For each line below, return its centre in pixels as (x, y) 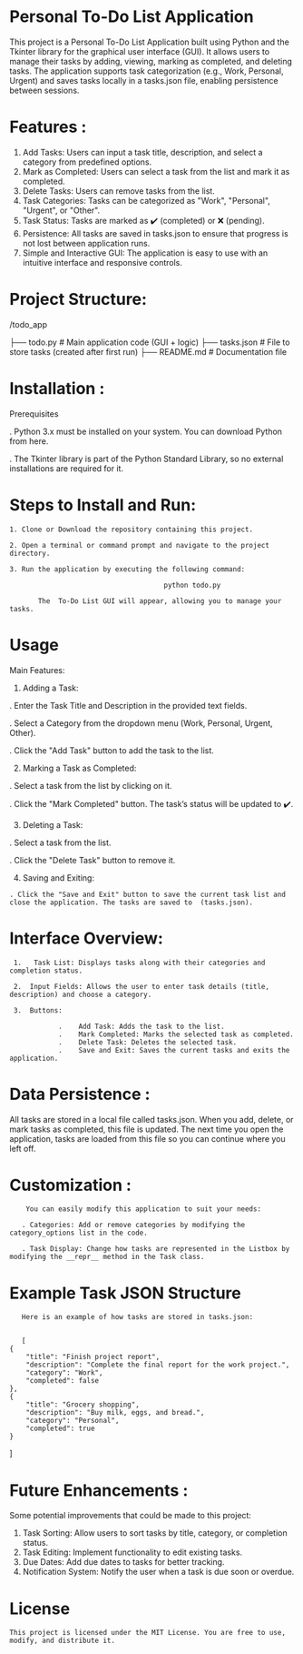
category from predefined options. (87, 162)
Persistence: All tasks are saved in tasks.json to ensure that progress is (155, 233)
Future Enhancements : (99, 1490)
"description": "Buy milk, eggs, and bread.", (115, 1413)
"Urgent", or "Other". (61, 210)
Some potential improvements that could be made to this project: (131, 1516)
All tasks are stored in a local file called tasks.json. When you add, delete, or (151, 1119)
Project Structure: (78, 300)
